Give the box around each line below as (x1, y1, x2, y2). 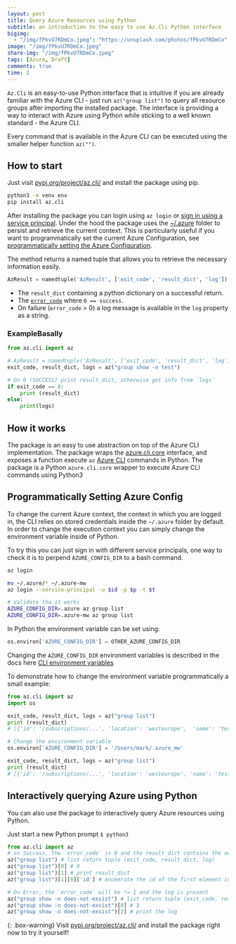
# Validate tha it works (7, 599, 80, 606)
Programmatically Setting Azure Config (7, 491, 183, 503)
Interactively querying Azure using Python (7, 790, 198, 802)
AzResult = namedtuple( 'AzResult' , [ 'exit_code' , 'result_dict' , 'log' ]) (7, 276, 228, 283)
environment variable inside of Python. (7, 532, 119, 540)
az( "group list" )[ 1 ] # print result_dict (7, 869, 131, 876)
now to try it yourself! (7, 929, 70, 937)
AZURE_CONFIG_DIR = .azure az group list (7, 606, 124, 613)
